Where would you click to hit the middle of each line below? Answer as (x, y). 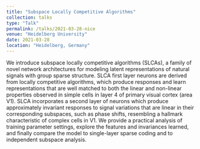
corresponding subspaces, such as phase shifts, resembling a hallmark (95, 114)
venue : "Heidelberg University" (47, 34)
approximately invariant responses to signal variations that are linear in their (100, 107)
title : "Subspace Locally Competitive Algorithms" (71, 12)
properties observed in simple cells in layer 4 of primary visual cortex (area (99, 95)
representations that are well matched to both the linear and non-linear (94, 88)
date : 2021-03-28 (28, 40)
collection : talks (29, 17)
